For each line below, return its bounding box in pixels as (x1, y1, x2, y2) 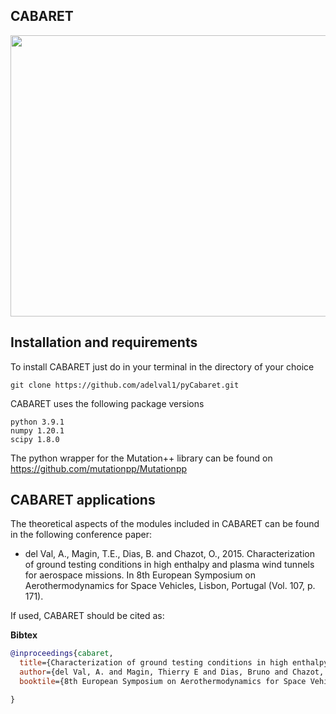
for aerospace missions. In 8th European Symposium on (24, 569, 257, 581)
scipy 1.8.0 (10, 434, 60, 444)
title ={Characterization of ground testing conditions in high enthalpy (19, 658, 329, 668)
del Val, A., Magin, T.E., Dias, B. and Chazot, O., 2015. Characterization (24, 548, 315, 560)
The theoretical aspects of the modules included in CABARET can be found (10, 518, 320, 530)
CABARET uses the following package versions (10, 397, 205, 409)
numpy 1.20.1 (10, 425, 65, 436)
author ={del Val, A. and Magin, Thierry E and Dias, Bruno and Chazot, (19, 667, 325, 678)
